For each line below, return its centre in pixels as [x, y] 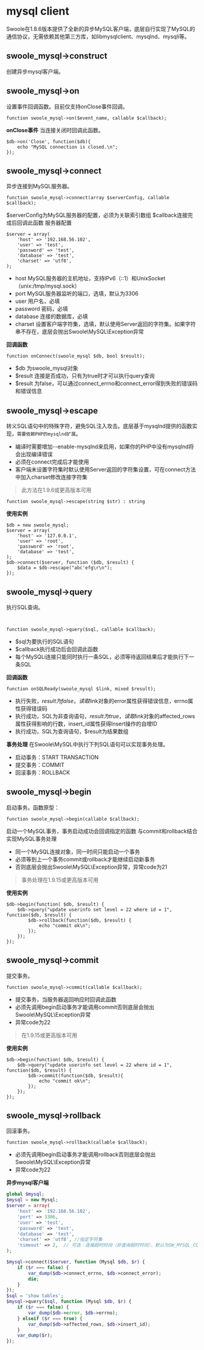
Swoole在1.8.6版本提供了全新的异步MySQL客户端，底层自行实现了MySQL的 [101, 29]
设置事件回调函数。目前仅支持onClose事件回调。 [67, 106]
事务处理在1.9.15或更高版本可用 [60, 880]
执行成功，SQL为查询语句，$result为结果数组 [72, 731]
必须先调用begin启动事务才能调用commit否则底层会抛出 [85, 1007]
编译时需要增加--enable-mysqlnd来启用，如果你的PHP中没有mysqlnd [102, 447]
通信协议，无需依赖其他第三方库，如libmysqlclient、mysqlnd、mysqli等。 [98, 36]
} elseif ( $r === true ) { [50, 1318]
